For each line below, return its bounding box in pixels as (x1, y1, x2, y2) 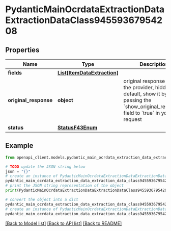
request (123, 116, 142, 123)
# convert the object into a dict (5, 197, 79, 202)
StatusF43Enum (58, 124, 98, 131)
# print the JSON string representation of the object (5, 183, 124, 188)
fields (8, 69, 22, 76)
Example (5, 141, 34, 150)
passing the (123, 97, 152, 104)
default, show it (123, 90, 160, 97)
